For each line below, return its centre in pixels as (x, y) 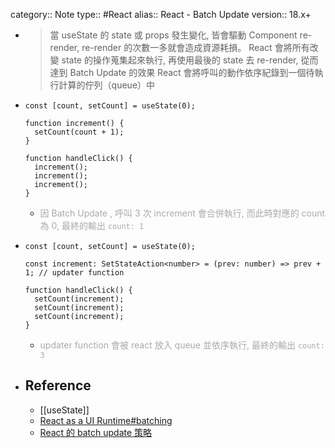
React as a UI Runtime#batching (106, 420)
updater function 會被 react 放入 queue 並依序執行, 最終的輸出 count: (182, 345)
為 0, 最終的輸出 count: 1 (92, 225)
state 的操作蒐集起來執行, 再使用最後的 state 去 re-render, (180, 60)
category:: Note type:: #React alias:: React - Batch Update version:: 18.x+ (161, 14)
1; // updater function (74, 273)
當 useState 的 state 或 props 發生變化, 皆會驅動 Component (173, 35)
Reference (58, 385)
